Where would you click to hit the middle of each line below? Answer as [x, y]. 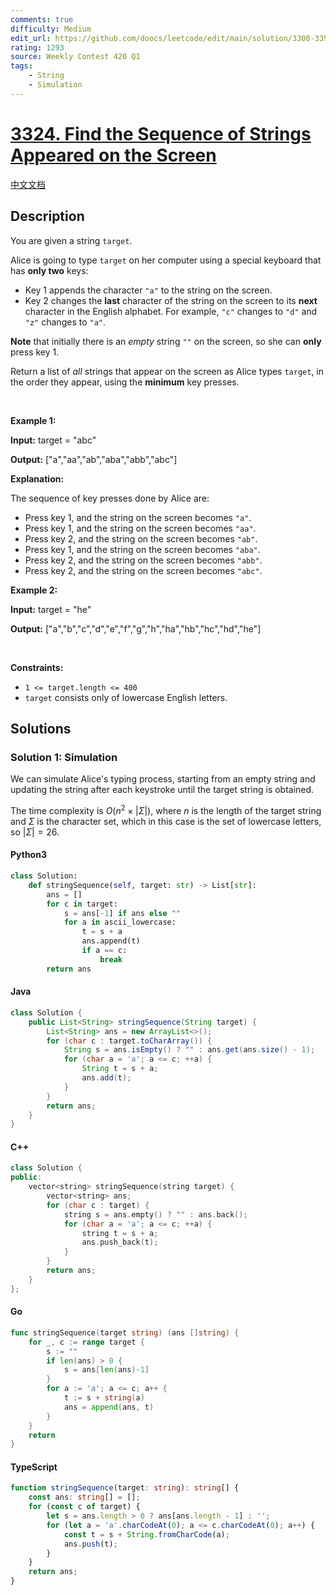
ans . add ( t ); [106, 1078]
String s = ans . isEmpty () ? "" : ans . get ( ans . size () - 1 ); [189, 1050]
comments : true [42, 19]
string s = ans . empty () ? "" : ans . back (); [155, 1214]
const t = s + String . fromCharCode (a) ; [146, 1534]
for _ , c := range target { [86, 1342]
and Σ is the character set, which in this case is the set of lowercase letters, [166, 821]
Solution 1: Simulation [64, 757]
